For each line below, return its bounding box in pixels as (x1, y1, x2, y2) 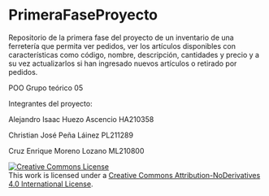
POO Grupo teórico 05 (8, 83, 84, 93)
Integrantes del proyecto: (8, 98, 93, 108)
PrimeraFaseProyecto (8, 6, 158, 24)
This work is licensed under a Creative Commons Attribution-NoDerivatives (8, 170, 261, 180)
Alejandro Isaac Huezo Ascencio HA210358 (8, 114, 154, 124)
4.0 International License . (8, 179, 93, 189)
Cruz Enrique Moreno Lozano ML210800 (8, 146, 145, 155)
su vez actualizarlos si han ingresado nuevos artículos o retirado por (8, 59, 237, 68)
